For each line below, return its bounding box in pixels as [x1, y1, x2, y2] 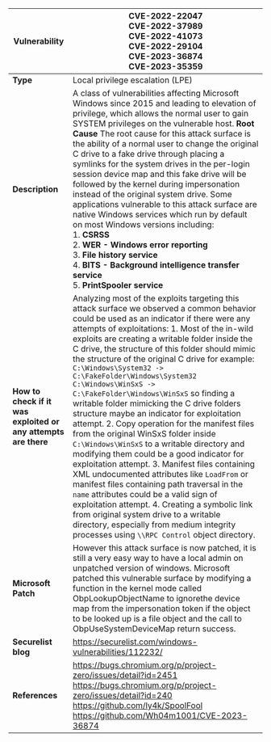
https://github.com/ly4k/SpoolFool [72, 700, 203, 710]
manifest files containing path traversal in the [72, 479, 244, 490]
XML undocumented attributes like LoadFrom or [72, 469, 248, 479]
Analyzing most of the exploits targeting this [72, 293, 240, 304]
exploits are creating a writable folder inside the [72, 333, 253, 344]
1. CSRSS [72, 230, 110, 240]
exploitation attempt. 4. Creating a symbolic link [72, 499, 253, 510]
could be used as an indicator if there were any [72, 313, 251, 324]
